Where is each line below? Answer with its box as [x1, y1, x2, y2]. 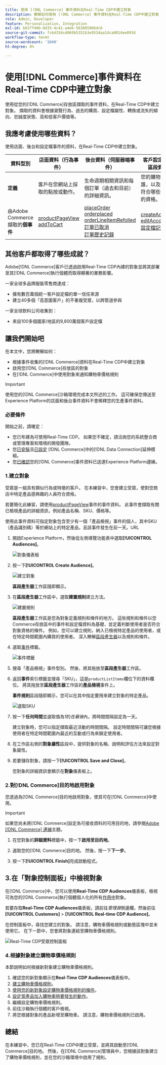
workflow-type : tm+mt [5, 35, 50, 40]
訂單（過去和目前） [89, 185, 134, 191]
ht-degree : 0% [5, 44, 35, 49]
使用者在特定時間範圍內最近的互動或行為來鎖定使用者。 [12, 730, 125, 736]
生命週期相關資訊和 [84, 177, 129, 184]
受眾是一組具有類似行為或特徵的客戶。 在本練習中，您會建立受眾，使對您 [5, 485, 154, 491]
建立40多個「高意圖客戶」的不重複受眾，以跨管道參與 [12, 297, 122, 303]
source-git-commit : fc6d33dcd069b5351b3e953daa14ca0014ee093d [5, 30, 136, 35]
